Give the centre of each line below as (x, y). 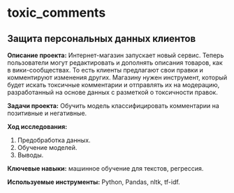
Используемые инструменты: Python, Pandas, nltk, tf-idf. (94, 182)
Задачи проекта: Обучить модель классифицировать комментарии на (114, 106)
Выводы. (30, 155)
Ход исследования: (37, 126)
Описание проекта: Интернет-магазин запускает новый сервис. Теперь (116, 55)
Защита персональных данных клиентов (102, 39)
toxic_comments (57, 13)
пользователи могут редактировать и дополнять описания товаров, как (115, 63)
